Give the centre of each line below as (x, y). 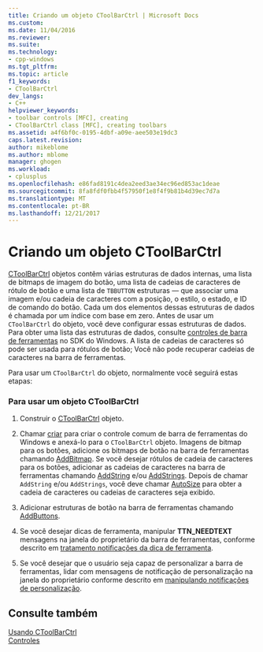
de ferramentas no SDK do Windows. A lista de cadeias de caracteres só (126, 341)
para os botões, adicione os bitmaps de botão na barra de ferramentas (134, 450)
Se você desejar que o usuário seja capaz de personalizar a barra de (131, 563)
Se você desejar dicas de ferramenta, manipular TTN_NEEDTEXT (126, 532)
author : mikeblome (38, 147)
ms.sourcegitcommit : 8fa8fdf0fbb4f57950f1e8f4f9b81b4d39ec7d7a (114, 191)
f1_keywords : (30, 81)
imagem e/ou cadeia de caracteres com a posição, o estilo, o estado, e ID (128, 299)
